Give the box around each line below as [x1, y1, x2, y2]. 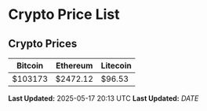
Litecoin [100, 61, 132, 71]
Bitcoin [16, 61, 44, 71]
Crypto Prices [8, 37, 78, 50]
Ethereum [56, 61, 93, 71]
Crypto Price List [8, 6, 120, 24]
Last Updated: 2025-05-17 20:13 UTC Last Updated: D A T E [8, 94, 199, 103]
